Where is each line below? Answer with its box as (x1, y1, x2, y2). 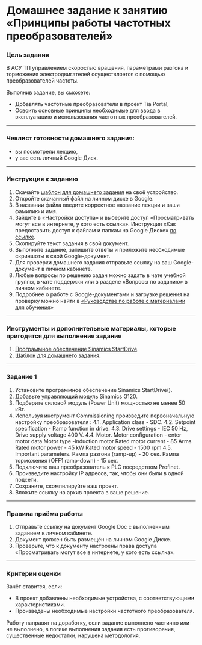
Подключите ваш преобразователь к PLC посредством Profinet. (14, 463, 180, 470)
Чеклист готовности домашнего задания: (6, 134, 135, 142)
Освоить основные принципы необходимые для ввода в (14, 107, 161, 114)
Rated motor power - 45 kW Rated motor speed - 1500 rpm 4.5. (14, 444, 173, 451)
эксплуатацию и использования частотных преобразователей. (14, 113, 177, 120)
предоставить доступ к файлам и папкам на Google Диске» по (14, 227, 177, 234)
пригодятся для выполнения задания (6, 332, 122, 340)
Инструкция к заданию (6, 175, 78, 183)
